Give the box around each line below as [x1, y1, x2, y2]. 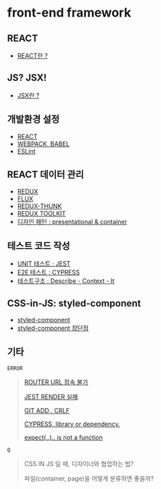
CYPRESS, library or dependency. [23, 420, 120, 428]
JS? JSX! [7, 72, 47, 84]
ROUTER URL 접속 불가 [23, 378, 88, 386]
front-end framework [7, 5, 131, 21]
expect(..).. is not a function [23, 433, 103, 441]
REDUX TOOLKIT [17, 210, 66, 218]
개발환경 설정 [7, 113, 60, 125]
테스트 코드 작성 [7, 240, 70, 252]
